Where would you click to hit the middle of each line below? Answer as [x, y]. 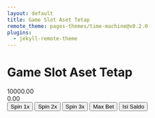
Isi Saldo [133, 107]
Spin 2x [47, 107]
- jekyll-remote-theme [45, 39]
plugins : [19, 32]
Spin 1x [20, 107]
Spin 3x [75, 107]
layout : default [30, 13]
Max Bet [104, 107]
